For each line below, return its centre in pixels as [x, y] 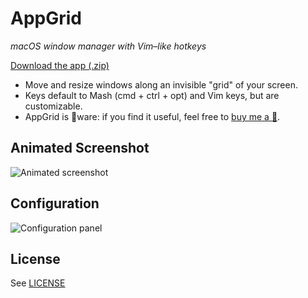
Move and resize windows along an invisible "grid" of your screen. [161, 84]
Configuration [55, 203]
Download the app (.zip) [60, 65]
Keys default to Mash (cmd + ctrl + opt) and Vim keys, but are [152, 95]
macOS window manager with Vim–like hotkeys [108, 46]
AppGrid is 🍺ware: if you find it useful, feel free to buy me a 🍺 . [152, 116]
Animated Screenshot [80, 148]
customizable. [53, 106]
